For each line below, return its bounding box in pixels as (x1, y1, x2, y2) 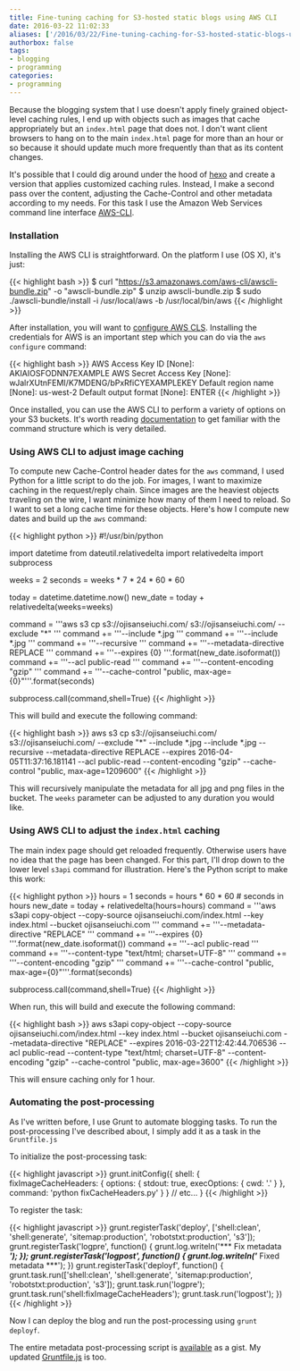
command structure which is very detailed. (9, 423, 167, 433)
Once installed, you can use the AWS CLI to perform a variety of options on (9, 404, 286, 415)
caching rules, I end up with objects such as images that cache (28, 114, 261, 124)
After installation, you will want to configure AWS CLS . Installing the (9, 322, 257, 332)
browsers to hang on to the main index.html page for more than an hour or (9, 132, 284, 143)
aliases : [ (9, 29, 50, 38)
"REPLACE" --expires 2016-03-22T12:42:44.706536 (84, 1038, 278, 1048)
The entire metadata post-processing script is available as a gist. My (9, 1342, 262, 1352)
